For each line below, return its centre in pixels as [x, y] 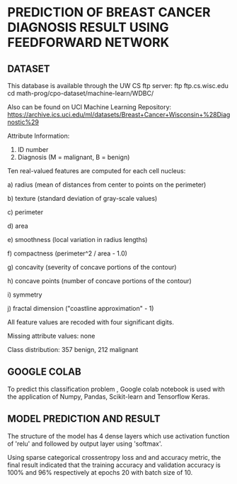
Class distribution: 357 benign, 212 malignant [73, 350]
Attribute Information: [39, 136]
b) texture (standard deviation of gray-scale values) [82, 198]
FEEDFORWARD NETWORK [88, 43]
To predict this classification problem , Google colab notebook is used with [116, 389]
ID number [33, 149]
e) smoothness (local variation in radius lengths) [77, 240]
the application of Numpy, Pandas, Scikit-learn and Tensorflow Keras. [109, 396]
